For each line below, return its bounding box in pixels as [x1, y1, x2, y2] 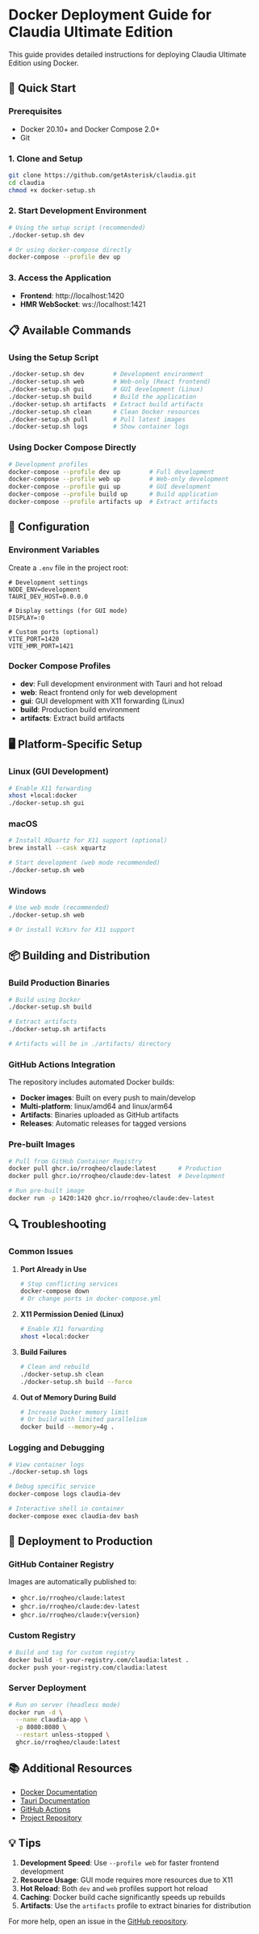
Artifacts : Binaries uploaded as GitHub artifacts [19, 1110, 179, 1120]
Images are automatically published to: [8, 1577, 137, 1587]
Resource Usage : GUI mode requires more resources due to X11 [19, 1875, 234, 1885]
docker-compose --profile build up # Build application [8, 490, 219, 498]
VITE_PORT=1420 [8, 635, 60, 643]
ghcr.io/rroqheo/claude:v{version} [19, 1611, 140, 1620]
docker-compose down [19, 1287, 90, 1295]
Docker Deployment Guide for [8, 6, 212, 24]
